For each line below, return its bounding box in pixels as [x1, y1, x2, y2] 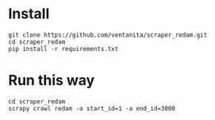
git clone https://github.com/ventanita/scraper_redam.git [8, 31, 208, 39]
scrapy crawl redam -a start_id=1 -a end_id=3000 [8, 104, 176, 112]
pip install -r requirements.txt [8, 45, 119, 52]
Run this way [8, 72, 95, 90]
